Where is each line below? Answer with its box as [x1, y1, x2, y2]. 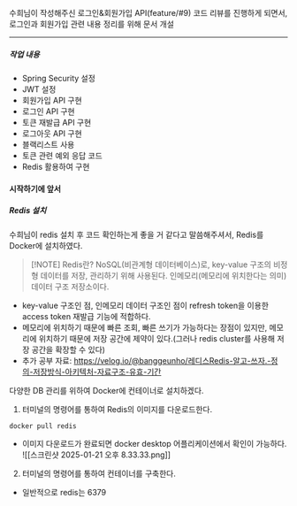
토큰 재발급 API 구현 [21, 117, 92, 127]
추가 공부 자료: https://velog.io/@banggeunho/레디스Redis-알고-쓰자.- [21, 355, 271, 365]
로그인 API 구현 [21, 105, 75, 117]
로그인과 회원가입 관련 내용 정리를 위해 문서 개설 [9, 19, 175, 29]
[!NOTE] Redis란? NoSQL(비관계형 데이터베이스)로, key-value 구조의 [30, 259, 271, 270]
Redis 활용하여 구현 [21, 161, 90, 172]
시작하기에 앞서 [9, 183, 62, 194]
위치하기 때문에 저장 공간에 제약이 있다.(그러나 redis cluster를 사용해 [38, 333, 276, 343]
